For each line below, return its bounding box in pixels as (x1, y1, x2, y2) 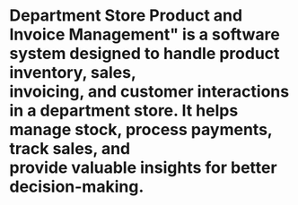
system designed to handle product (9, 44, 280, 64)
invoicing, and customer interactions (9, 81, 290, 102)
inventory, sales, (9, 63, 137, 83)
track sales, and (9, 139, 131, 159)
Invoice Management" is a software (9, 24, 280, 45)
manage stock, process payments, (9, 120, 273, 140)
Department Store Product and (9, 5, 243, 26)
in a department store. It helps (9, 100, 239, 121)
